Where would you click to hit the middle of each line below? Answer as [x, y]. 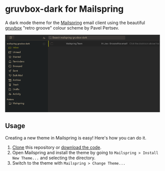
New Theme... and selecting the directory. [54, 158]
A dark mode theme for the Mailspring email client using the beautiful [75, 23]
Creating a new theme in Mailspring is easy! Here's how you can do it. [76, 138]
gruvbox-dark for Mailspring [64, 9]
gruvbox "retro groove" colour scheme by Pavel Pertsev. [62, 28]
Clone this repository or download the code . [57, 147]
